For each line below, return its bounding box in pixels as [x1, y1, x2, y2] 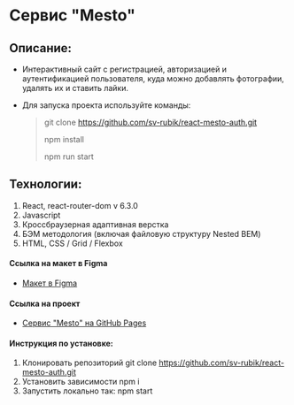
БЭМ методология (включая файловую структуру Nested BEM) [21, 228, 261, 239]
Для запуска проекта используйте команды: [21, 100, 191, 111]
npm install [43, 134, 84, 144]
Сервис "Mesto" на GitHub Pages [21, 317, 147, 328]
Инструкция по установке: [9, 338, 113, 348]
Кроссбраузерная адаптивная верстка [21, 218, 169, 230]
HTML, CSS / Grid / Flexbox [21, 238, 124, 248]
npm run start [43, 151, 95, 162]
